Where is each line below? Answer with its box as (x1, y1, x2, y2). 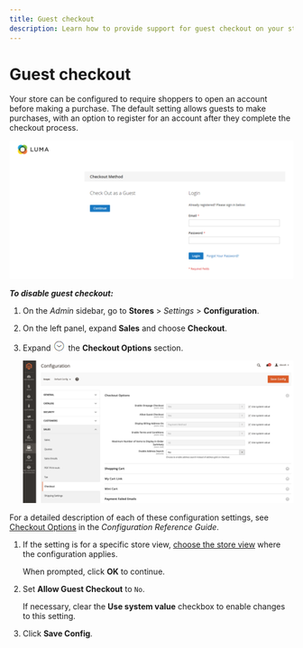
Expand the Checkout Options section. (22, 342, 184, 353)
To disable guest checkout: (9, 287, 115, 298)
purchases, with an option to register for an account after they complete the (9, 113, 291, 123)
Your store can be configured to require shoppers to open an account (9, 94, 268, 105)
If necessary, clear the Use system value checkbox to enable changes (22, 600, 286, 612)
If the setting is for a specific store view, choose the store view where (22, 539, 281, 550)
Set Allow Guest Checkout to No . (22, 583, 145, 594)
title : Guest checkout (9, 14, 95, 23)
